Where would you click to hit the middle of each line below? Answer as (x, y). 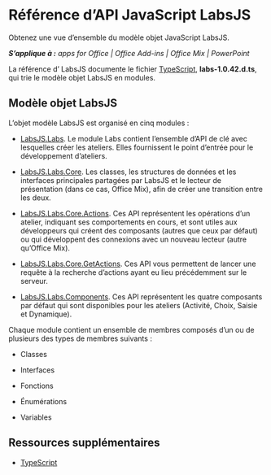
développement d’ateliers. (63, 155)
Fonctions (37, 386)
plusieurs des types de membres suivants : (81, 338)
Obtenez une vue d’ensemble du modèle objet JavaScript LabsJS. (119, 37)
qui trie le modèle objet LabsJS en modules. (82, 77)
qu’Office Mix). (45, 248)
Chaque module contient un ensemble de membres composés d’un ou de (131, 329)
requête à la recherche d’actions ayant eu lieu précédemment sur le (133, 272)
